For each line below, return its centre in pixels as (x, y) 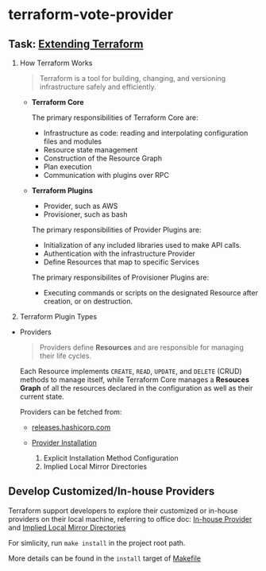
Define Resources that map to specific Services (121, 262)
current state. (42, 396)
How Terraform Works (56, 63)
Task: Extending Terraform (76, 44)
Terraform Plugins (62, 191)
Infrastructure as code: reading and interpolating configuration (146, 133)
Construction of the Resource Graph (103, 158)
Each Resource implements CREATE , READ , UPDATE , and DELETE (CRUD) (131, 371)
